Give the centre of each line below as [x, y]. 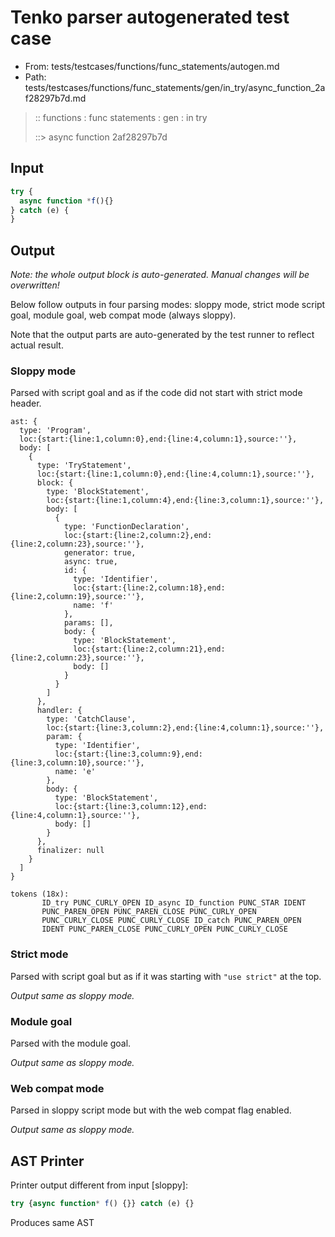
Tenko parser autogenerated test [150, 17]
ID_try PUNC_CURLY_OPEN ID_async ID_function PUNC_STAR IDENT [174, 903]
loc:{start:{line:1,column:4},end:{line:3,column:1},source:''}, [185, 501]
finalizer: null [70, 851]
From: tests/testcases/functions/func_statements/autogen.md [152, 66]
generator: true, [100, 553]
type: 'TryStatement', [84, 466]
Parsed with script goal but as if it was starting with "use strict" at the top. [166, 976]
